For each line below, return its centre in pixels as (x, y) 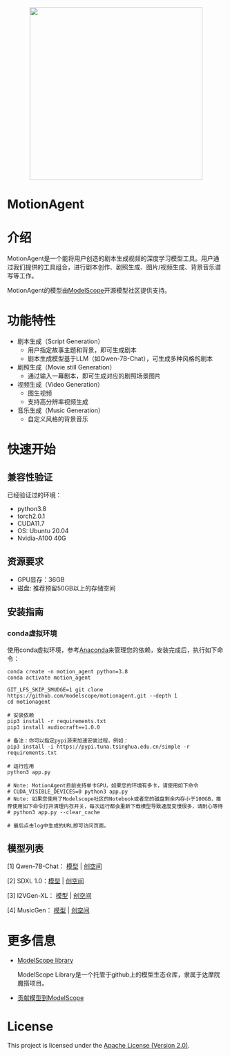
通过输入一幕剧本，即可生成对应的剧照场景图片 (94, 376)
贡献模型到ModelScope (50, 998)
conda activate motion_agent (49, 678)
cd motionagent (29, 702)
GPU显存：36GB (41, 579)
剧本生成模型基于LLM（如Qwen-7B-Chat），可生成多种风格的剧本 (120, 358)
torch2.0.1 (31, 516)
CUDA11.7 (31, 524)
